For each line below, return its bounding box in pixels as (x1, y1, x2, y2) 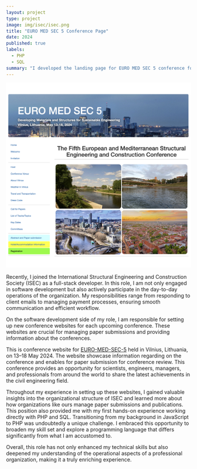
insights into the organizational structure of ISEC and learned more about (6, 394, 182, 401)
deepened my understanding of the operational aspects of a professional (6, 450, 183, 457)
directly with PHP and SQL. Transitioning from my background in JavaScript (6, 413, 189, 420)
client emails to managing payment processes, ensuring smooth (6, 298, 161, 305)
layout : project (6, 9, 46, 15)
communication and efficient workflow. (6, 304, 100, 311)
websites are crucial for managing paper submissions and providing (6, 328, 170, 335)
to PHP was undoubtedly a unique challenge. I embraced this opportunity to (6, 420, 189, 427)
